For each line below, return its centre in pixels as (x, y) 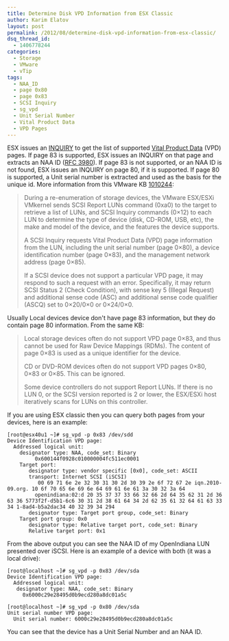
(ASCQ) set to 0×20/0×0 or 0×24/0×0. (79, 305)
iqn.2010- (208, 483)
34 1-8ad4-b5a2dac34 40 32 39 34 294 (61, 507)
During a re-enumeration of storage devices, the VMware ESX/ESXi (119, 198)
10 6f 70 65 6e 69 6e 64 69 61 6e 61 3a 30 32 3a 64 (109, 489)
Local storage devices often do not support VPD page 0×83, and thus (122, 339)
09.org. (18, 489)
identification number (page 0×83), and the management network (117, 255)
